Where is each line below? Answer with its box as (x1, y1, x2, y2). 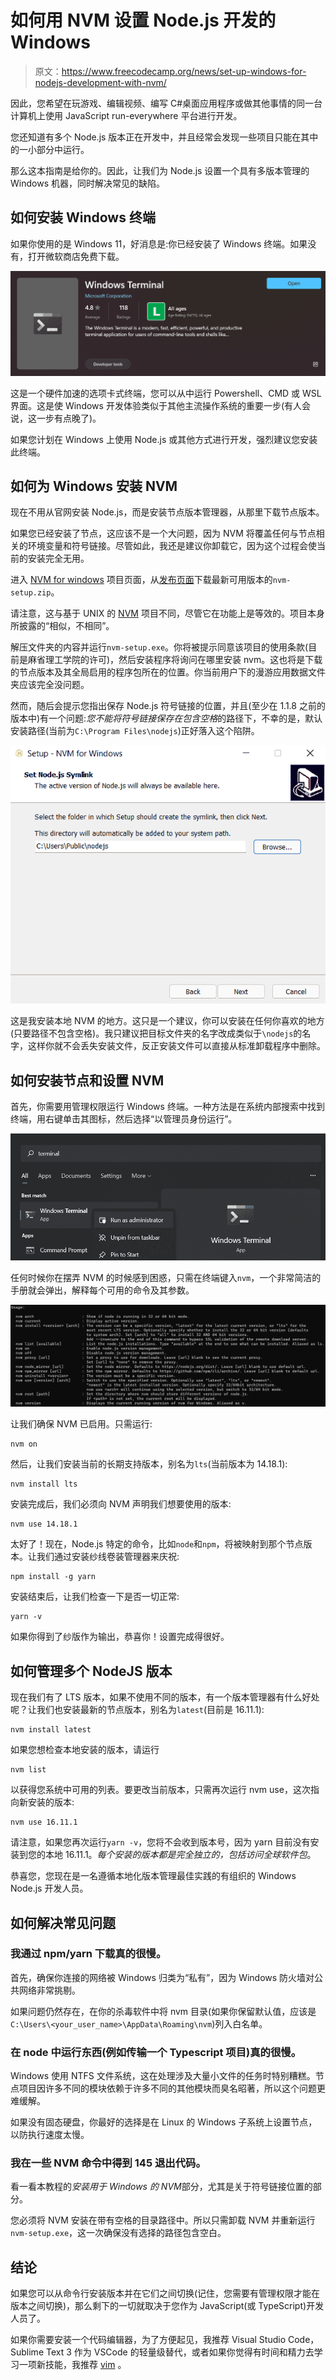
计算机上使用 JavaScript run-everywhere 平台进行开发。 (10, 109, 243, 121)
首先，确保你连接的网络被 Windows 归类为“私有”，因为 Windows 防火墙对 (10, 1971, 315, 1983)
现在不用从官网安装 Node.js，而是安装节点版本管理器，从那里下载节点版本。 (10, 506, 325, 518)
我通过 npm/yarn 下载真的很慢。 (10, 1947, 167, 1961)
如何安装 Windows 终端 (10, 209, 156, 226)
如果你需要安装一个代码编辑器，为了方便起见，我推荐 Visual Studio (10, 2334, 287, 2346)
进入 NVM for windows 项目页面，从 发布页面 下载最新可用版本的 (10, 574, 273, 586)
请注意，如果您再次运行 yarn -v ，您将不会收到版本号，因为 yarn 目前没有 (10, 1836, 311, 1848)
